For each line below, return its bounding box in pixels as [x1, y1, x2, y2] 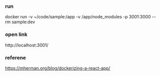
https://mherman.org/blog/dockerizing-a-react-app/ [5, 65, 111, 71]
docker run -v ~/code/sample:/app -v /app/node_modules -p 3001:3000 [5, 14, 151, 20]
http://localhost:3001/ [5, 42, 49, 48]
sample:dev [11, 19, 35, 25]
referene [5, 54, 26, 61]
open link [5, 31, 28, 38]
